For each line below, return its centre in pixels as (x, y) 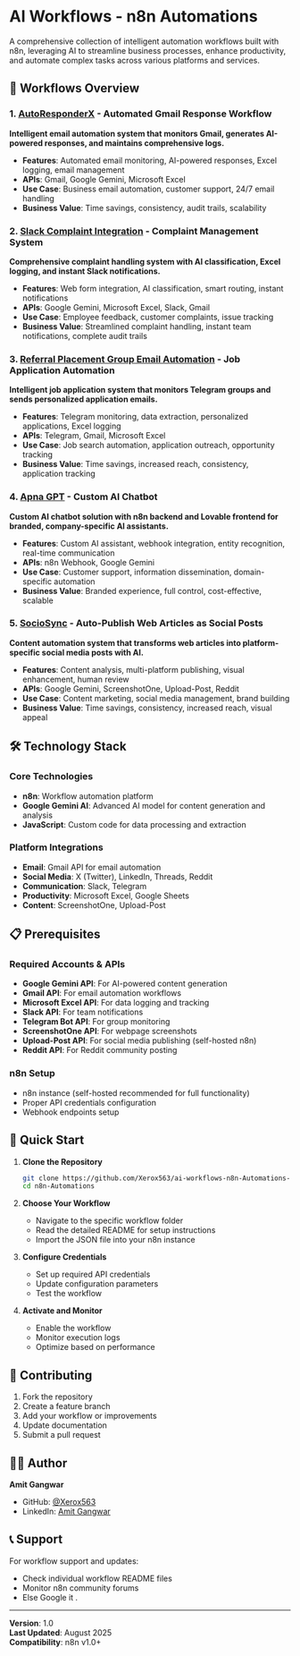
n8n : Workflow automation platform (87, 796)
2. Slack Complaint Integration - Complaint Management (134, 231)
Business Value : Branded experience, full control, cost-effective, (142, 590)
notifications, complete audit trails (84, 335)
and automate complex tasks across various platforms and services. (135, 60)
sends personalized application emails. (83, 399)
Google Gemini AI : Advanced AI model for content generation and (144, 805)
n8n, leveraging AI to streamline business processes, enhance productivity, (148, 50)
